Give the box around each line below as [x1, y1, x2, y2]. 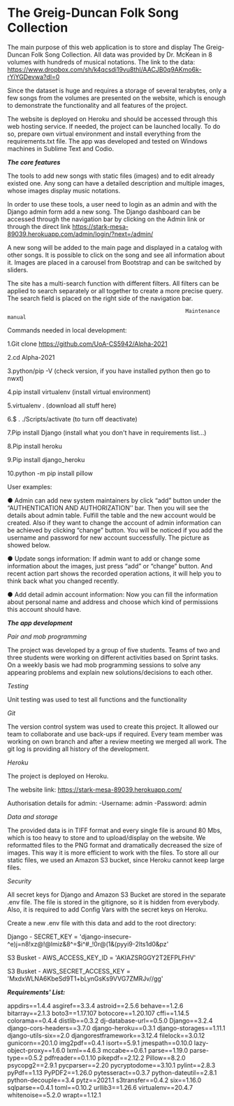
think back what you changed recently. [7, 576, 119, 585]
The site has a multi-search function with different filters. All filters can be [7, 279, 219, 288]
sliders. [7, 265, 29, 274]
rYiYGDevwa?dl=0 [7, 72, 60, 81]
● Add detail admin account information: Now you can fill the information [7, 590, 218, 598]
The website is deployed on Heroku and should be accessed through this [7, 114, 218, 123]
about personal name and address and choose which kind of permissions [7, 597, 219, 606]
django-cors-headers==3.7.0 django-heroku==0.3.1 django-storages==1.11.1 [7, 1023, 226, 1032]
